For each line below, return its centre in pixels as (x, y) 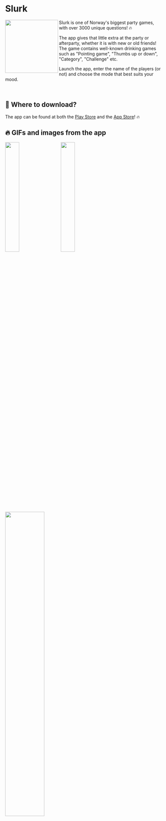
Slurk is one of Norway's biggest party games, (106, 22)
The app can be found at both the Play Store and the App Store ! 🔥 (73, 117)
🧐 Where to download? (41, 105)
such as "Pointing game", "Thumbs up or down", (108, 53)
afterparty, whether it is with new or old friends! (108, 43)
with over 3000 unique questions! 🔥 (96, 27)
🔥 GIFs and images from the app (56, 133)
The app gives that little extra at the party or (104, 37)
